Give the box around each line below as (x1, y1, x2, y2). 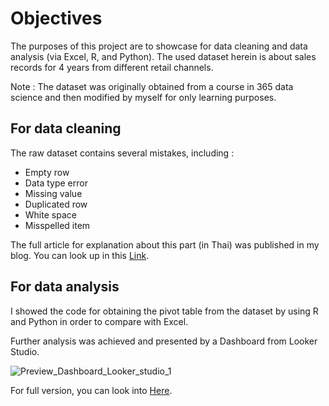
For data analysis (10, 278, 120, 296)
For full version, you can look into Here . (10, 384, 173, 396)
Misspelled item (24, 219, 91, 231)
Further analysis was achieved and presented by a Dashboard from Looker (10, 335, 318, 347)
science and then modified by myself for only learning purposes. (10, 91, 277, 103)
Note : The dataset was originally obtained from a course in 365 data (10, 80, 294, 92)
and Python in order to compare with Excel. (10, 315, 189, 327)
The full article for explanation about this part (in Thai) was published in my (10, 238, 320, 251)
